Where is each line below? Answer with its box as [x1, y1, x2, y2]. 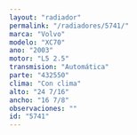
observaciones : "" [9, 104, 77, 113]
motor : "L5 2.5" [9, 54, 69, 63]
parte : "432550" [9, 71, 69, 80]
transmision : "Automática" [9, 63, 109, 72]
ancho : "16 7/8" [9, 95, 69, 105]
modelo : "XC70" [9, 37, 66, 47]
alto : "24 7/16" [9, 87, 69, 96]
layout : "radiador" [9, 12, 82, 22]
